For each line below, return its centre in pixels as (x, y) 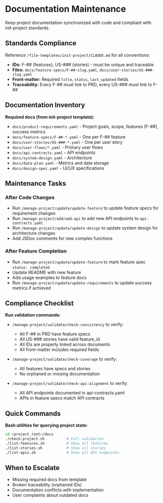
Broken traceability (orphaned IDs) (47, 485)
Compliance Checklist (39, 303)
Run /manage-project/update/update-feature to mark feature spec (79, 262)
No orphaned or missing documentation (60, 374)
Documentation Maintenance (66, 9)
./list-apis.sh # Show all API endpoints (62, 453)
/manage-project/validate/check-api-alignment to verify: (70, 383)
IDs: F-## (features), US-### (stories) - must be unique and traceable (83, 64)
